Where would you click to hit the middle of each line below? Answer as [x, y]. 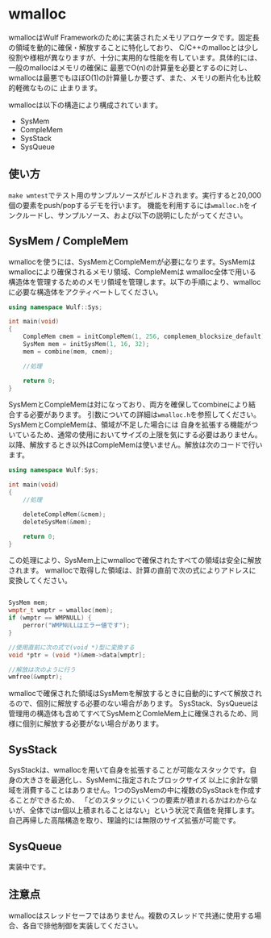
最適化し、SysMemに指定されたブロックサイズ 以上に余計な [151, 780]
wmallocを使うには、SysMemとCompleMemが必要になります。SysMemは [132, 261]
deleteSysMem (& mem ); [57, 522]
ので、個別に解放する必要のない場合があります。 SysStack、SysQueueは [137, 703]
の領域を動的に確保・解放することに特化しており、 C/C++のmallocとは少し [133, 47]
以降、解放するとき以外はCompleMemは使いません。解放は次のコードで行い [135, 445]
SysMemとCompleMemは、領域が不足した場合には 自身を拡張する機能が [130, 425]
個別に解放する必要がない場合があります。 [93, 723]
